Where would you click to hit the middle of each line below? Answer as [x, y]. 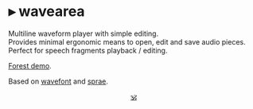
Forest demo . [30, 65]
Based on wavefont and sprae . [58, 81]
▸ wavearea [47, 12]
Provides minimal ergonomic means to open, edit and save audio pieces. [127, 41]
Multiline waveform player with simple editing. [84, 33]
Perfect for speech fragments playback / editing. [88, 50]
